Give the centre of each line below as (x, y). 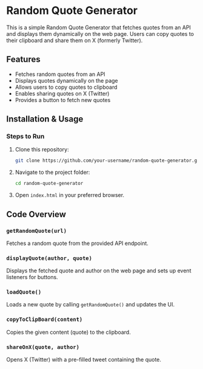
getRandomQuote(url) (37, 231)
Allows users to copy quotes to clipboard (66, 87)
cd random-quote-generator (49, 184)
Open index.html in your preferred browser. (70, 195)
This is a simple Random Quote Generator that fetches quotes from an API (98, 27)
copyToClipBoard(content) (45, 319)
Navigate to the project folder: (52, 172)
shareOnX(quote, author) (43, 347)
